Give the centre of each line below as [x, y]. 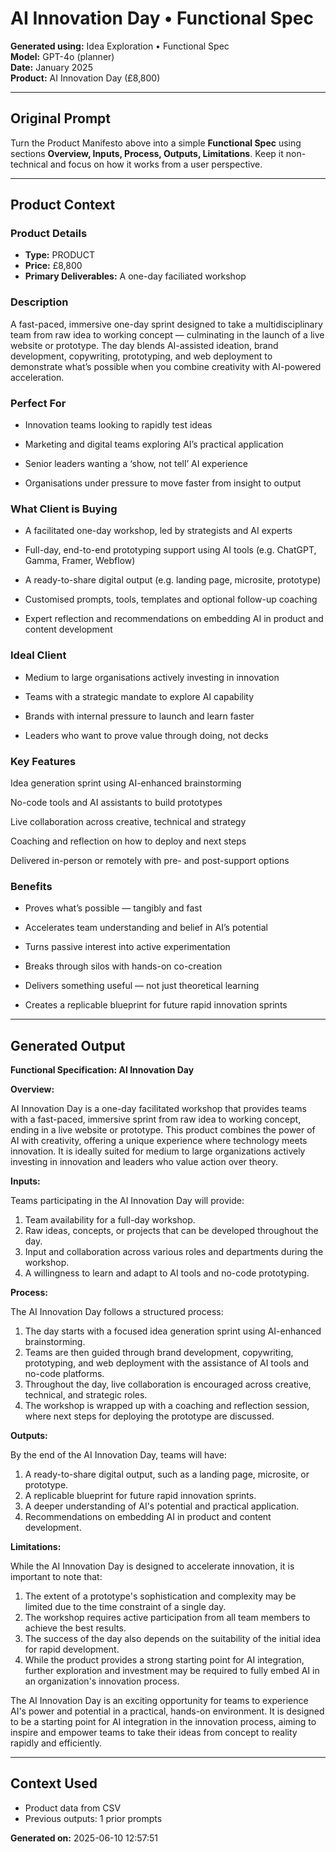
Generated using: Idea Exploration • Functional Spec [120, 46]
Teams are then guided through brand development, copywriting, [159, 1353]
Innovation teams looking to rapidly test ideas [118, 425]
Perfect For [38, 403]
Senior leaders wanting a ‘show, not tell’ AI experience [136, 464]
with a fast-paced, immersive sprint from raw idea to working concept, [156, 1119]
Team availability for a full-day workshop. [110, 1220]
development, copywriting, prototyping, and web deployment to [141, 356]
